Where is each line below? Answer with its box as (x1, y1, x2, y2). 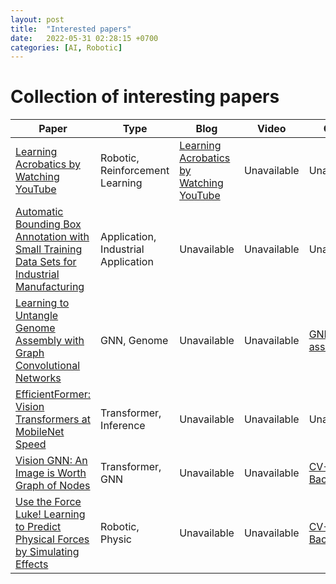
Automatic (15, 205, 64, 219)
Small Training (15, 242, 83, 256)
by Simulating (15, 545, 80, 559)
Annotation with (15, 230, 90, 244)
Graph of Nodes (15, 479, 91, 493)
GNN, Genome (100, 334, 169, 348)
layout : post (10, 14, 65, 25)
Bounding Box (15, 217, 82, 231)
